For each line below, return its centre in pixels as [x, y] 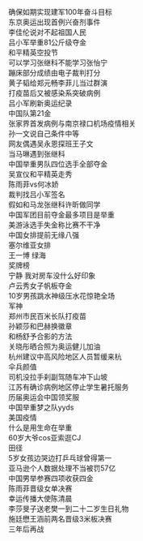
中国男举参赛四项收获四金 [51, 478]
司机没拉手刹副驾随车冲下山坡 [58, 377]
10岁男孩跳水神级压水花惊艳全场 [62, 296]
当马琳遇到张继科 [37, 154]
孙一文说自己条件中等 [44, 133]
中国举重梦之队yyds [41, 407]
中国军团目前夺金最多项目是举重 [61, 215]
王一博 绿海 [27, 255]
